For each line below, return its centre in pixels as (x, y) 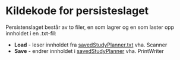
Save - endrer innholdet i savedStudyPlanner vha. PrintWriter (89, 51)
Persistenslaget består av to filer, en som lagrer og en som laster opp (90, 27)
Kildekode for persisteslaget (77, 11)
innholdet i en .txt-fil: (31, 33)
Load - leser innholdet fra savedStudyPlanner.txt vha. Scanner (91, 45)
